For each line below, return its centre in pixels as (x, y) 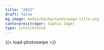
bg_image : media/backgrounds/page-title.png (52, 19)
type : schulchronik (25, 28)
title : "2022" (20, 10)
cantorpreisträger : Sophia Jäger (40, 24)
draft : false (19, 14)
